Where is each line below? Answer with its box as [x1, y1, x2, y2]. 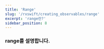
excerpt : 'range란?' [5, 16, 46, 21]
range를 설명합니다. [5, 37, 50, 44]
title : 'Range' [5, 7, 36, 12]
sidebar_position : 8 [5, 20, 48, 26]
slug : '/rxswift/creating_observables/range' [5, 12, 100, 16]
